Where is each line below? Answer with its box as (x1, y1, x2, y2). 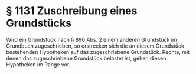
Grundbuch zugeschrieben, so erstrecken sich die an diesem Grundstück (6, 42, 185, 49)
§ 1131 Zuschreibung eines (6, 4, 138, 18)
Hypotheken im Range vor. (6, 60, 71, 68)
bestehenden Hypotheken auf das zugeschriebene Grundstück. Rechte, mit (6, 48, 190, 55)
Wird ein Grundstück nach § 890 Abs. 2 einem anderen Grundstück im (6, 36, 177, 43)
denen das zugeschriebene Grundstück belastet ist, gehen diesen (6, 55, 166, 62)
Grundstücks (6, 16, 72, 30)
